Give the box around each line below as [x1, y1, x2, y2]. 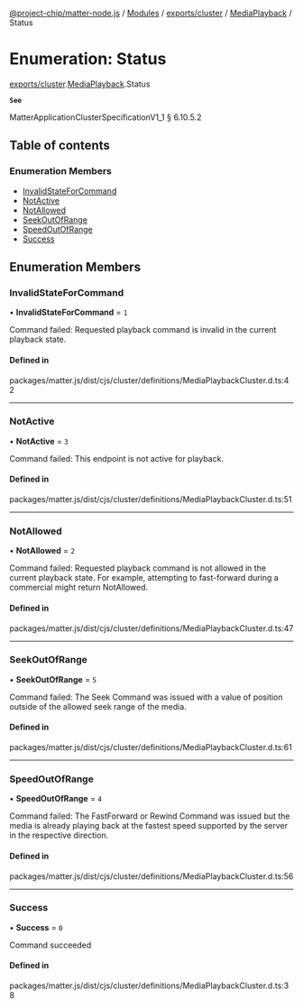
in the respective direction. [9, 829, 109, 841]
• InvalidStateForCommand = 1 [9, 307, 128, 318]
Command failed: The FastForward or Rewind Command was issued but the [9, 811, 290, 821]
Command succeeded [9, 939, 92, 950]
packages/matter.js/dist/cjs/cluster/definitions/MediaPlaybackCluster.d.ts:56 [9, 870, 294, 882]
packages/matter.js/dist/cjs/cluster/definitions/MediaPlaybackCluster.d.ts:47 [9, 622, 294, 634]
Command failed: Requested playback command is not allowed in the [9, 563, 267, 573]
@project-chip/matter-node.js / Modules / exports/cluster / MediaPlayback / [9, 8, 292, 18]
